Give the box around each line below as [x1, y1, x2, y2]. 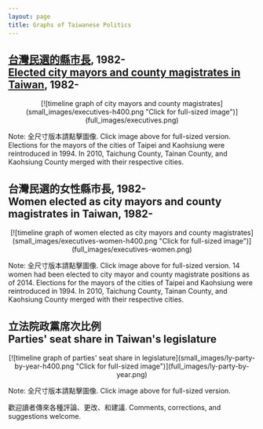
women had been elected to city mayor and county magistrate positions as [8, 269, 250, 279]
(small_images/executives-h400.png [25, 107, 144, 117]
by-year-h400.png [14, 361, 75, 371]
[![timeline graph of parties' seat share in [9, 353, 141, 362]
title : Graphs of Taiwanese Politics [8, 20, 132, 29]
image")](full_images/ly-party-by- [140, 361, 250, 371]
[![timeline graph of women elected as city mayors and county [10, 228, 212, 237]
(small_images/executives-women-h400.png [12, 236, 158, 246]
